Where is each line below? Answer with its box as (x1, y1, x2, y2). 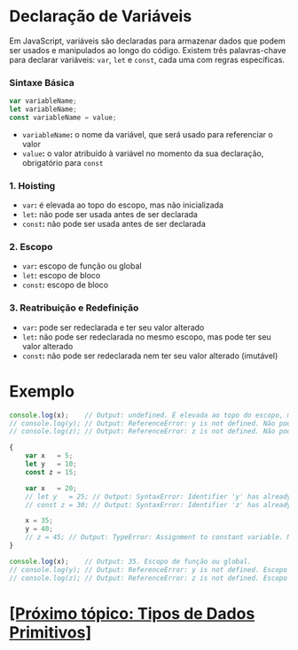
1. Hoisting (9, 179, 56, 192)
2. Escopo (9, 241, 53, 254)
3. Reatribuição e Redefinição (9, 302, 139, 314)
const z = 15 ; (25, 467, 77, 476)
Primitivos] (9, 623, 91, 642)
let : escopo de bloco (21, 270, 101, 281)
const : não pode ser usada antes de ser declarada (21, 219, 207, 230)
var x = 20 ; (25, 483, 77, 493)
